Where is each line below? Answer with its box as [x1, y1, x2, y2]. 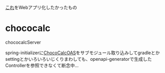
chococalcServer [5, 39, 42, 45]
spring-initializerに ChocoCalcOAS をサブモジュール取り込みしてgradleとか [5, 50, 160, 56]
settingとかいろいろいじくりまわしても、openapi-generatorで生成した [5, 56, 152, 62]
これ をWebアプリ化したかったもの [5, 5, 77, 10]
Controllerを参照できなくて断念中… [5, 62, 79, 68]
